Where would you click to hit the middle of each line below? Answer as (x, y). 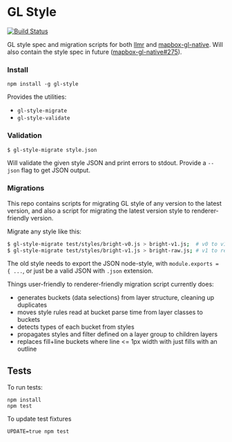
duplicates (32, 305)
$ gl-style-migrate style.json (52, 150)
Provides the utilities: (37, 97)
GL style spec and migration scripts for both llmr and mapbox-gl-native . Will (115, 44)
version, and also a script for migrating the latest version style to (99, 211)
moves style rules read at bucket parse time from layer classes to (110, 312)
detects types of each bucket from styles (76, 327)
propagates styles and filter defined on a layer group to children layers (117, 334)
